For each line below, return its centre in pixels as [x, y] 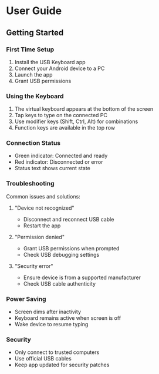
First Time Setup [30, 49]
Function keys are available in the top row [65, 128]
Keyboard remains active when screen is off [68, 318]
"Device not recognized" [44, 208]
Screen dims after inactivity [48, 312]
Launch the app [33, 74]
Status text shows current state [53, 168]
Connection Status [33, 143]
